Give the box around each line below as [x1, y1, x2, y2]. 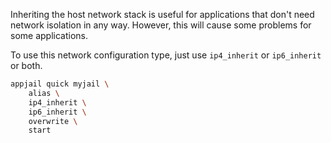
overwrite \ [28, 116, 78, 126]
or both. [10, 60, 43, 71]
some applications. [10, 30, 88, 41]
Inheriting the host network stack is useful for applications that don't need [10, 9, 315, 20]
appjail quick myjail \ [10, 79, 110, 89]
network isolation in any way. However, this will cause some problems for [10, 19, 312, 31]
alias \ [28, 88, 60, 98]
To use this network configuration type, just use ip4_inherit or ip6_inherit [10, 49, 322, 61]
